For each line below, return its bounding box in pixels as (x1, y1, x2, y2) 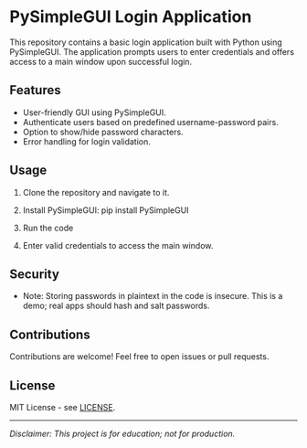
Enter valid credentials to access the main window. (22, 240, 214, 251)
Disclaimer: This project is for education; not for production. (9, 428, 236, 439)
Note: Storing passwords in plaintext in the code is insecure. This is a (22, 291, 283, 302)
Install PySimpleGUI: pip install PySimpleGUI (22, 204, 189, 216)
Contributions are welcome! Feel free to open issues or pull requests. (9, 351, 270, 362)
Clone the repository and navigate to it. (22, 187, 170, 197)
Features (9, 82, 61, 98)
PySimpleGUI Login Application (9, 6, 252, 27)
